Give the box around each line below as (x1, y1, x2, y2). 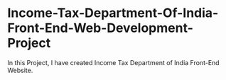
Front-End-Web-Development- (7, 20, 194, 36)
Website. (7, 66, 33, 74)
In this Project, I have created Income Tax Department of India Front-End (7, 58, 220, 67)
